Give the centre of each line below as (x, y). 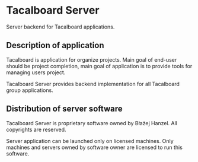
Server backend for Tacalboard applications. (60, 27)
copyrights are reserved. (36, 129)
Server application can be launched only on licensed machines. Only (90, 141)
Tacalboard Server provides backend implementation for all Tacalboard (93, 84)
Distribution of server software (64, 109)
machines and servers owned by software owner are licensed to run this (94, 147)
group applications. (30, 90)
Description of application (55, 45)
